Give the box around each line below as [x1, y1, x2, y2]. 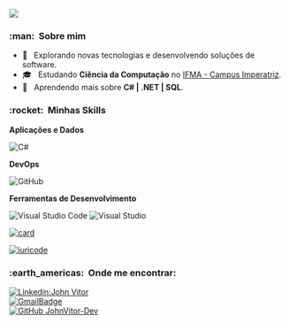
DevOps [9, 158, 40, 169]
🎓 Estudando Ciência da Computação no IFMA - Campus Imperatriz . [21, 69, 282, 80]
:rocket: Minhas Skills [9, 104, 106, 117]
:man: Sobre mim [9, 29, 87, 42]
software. [21, 59, 57, 70]
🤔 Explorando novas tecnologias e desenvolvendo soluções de [21, 50, 256, 61]
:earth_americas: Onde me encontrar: [9, 266, 177, 279]
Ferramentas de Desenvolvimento [9, 193, 137, 204]
